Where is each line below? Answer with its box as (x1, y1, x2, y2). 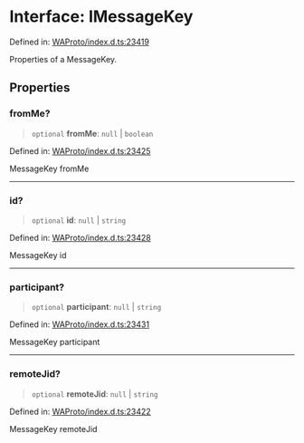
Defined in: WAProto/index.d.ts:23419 (9, 36, 149, 47)
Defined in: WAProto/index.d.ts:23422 (9, 406, 151, 417)
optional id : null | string (31, 215, 127, 226)
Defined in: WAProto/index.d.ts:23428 (9, 232, 151, 243)
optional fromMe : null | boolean (31, 128, 154, 139)
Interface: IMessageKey (9, 6, 194, 27)
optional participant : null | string (31, 302, 162, 313)
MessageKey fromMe (9, 163, 90, 174)
